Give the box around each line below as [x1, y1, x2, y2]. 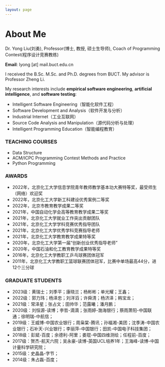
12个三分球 [12, 264, 34, 270]
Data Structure [12, 149, 42, 155]
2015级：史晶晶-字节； [12, 351, 59, 357]
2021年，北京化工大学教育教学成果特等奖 [12, 234, 96, 240]
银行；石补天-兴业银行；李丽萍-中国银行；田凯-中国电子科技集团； [16, 326, 153, 332]
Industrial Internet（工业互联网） [12, 113, 79, 119]
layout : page [5, 7, 32, 12]
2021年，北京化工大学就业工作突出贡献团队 [12, 215, 100, 221]
